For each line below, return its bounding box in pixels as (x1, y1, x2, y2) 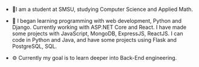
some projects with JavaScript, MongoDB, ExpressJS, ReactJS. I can (11, 30, 183, 37)
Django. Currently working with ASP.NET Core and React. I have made (11, 24, 187, 31)
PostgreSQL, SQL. (11, 42, 57, 50)
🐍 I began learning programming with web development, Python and (11, 17, 182, 24)
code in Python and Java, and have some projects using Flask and (11, 36, 177, 43)
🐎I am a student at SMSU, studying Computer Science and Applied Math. (11, 6, 193, 13)
